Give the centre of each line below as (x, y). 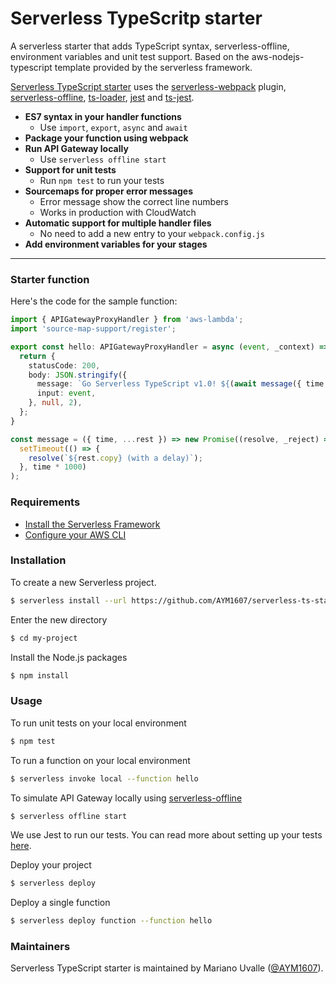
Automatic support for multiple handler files (118, 223)
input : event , (66, 393)
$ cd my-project (44, 638)
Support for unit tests (70, 169)
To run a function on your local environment (100, 760)
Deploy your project (51, 865)
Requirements (45, 502)
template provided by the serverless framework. (153, 67)
